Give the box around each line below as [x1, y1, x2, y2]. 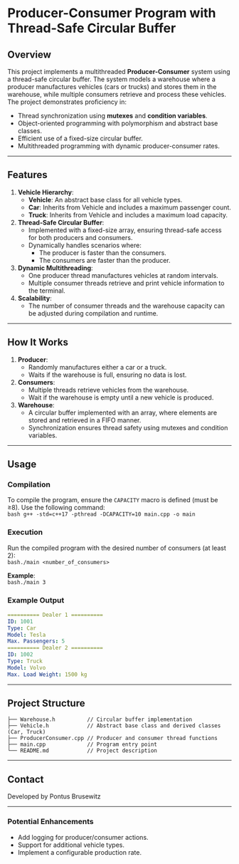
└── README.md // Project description [7, 747, 158, 754]
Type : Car [7, 625, 37, 632]
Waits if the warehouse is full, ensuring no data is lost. [28, 370, 187, 379]
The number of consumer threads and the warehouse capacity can [28, 301, 225, 310]
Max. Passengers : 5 [7, 637, 65, 645]
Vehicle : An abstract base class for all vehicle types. [28, 195, 183, 204]
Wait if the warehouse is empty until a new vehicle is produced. [28, 393, 214, 402]
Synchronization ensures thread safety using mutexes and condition [28, 423, 228, 432]
